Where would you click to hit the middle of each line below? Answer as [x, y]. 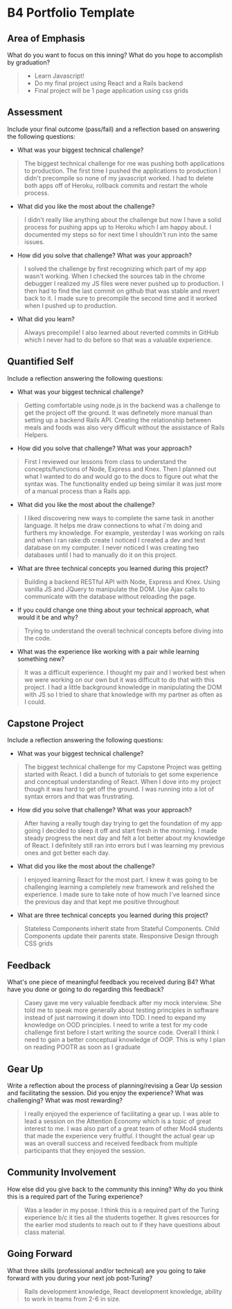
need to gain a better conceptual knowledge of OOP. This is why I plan [125, 1040]
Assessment [35, 112]
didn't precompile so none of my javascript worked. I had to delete [119, 178]
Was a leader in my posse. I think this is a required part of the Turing [122, 1210]
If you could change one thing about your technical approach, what [113, 610]
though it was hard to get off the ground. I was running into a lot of [119, 789]
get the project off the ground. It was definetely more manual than [118, 412]
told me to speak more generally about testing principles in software [122, 1010]
